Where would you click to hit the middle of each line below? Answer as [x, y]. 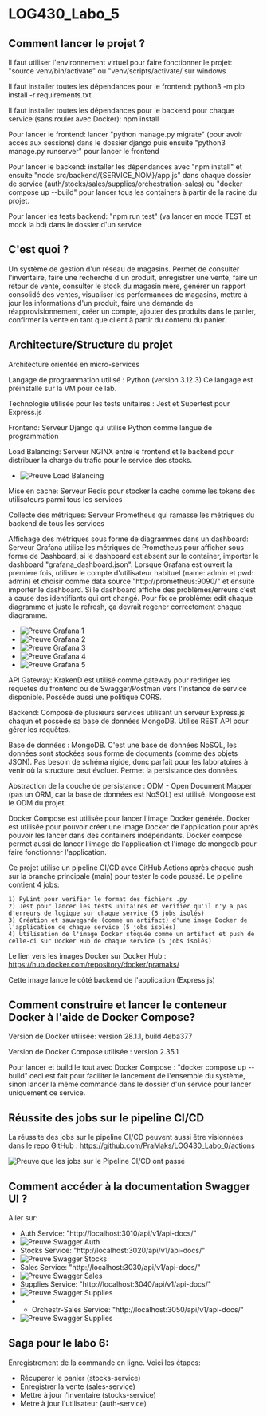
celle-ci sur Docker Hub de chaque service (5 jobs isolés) [110, 941]
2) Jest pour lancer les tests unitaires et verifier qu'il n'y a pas [128, 906]
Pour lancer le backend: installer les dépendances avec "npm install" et [126, 167]
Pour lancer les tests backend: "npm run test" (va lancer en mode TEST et [130, 216]
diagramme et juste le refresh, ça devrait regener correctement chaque [125, 607]
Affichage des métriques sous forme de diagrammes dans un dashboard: [128, 539]
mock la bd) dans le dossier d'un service [75, 225]
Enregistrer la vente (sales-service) [77, 1386]
